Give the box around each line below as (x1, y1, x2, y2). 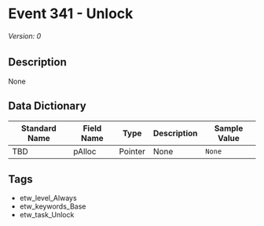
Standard (20, 123, 57, 134)
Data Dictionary (8, 99, 86, 113)
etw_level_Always (19, 194, 77, 203)
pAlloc (73, 146, 97, 157)
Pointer (119, 146, 146, 157)
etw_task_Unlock (19, 210, 75, 220)
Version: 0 (8, 31, 42, 40)
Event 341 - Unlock (8, 5, 134, 23)
